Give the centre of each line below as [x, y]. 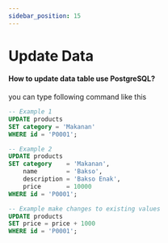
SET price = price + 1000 [52, 224]
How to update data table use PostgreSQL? [82, 79]
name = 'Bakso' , [63, 172]
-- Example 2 [30, 149]
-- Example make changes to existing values [84, 209]
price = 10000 [57, 186]
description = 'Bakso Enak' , [72, 179]
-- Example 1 [30, 112]
